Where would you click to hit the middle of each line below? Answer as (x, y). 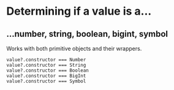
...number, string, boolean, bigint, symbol (87, 34)
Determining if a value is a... (79, 11)
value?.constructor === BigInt (46, 76)
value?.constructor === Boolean (47, 70)
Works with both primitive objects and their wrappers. (74, 48)
